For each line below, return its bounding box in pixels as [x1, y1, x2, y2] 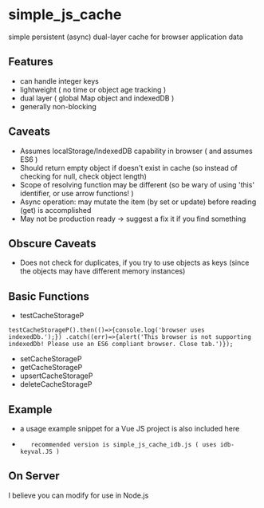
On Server [8, 469, 60, 483]
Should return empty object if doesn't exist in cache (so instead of [19, 163, 238, 172]
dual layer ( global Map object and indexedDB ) [19, 93, 175, 103]
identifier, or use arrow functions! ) [19, 188, 134, 198]
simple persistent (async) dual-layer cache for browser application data [8, 32, 243, 41]
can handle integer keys [19, 76, 100, 85]
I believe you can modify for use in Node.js [8, 490, 149, 500]
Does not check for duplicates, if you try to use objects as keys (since [19, 258, 250, 268]
